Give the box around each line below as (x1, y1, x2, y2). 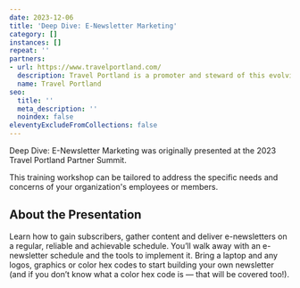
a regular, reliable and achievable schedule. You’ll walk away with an (9, 240, 261, 251)
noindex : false (17, 112, 74, 121)
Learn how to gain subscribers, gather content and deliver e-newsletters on (9, 231, 287, 242)
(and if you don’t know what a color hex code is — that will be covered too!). (9, 268, 290, 279)
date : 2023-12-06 (9, 12, 74, 22)
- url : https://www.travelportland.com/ (9, 63, 162, 72)
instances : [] (9, 37, 62, 47)
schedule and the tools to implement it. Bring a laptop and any (49, 250, 279, 260)
